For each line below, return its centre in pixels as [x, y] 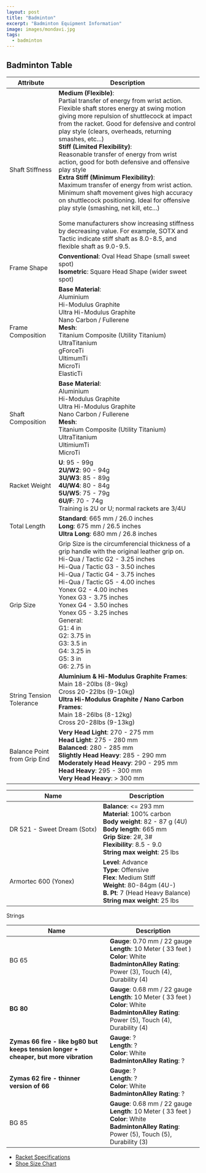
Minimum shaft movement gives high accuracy [126, 193]
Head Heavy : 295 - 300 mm [100, 770]
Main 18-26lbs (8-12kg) [95, 714]
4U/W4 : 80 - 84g [84, 485]
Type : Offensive [126, 869]
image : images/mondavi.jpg [41, 29]
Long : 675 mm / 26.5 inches [100, 526]
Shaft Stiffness [31, 169]
